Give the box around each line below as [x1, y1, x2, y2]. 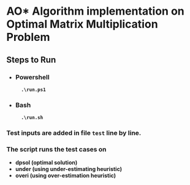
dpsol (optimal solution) [15, 159, 78, 166]
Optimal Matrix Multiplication [6, 17, 158, 31]
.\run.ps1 [21, 87, 46, 93]
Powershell [15, 73, 50, 81]
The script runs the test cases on [6, 145, 107, 154]
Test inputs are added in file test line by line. [6, 129, 142, 137]
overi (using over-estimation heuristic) [15, 172, 116, 180]
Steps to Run [6, 54, 56, 65]
